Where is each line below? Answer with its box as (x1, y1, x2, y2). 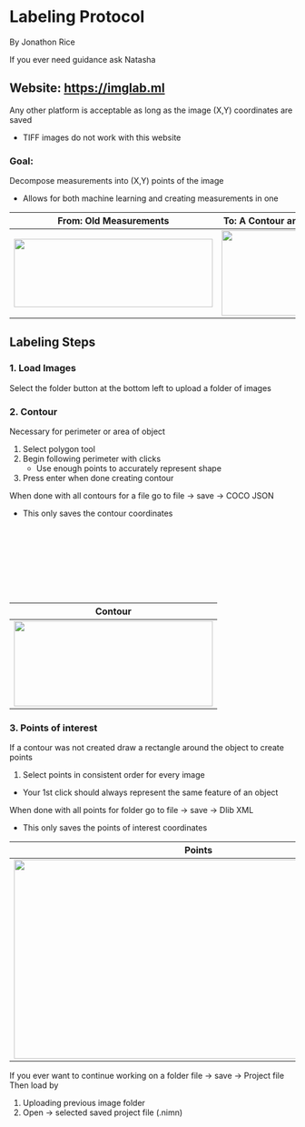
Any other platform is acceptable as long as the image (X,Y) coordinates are (9, 105, 293, 116)
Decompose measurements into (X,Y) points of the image (9, 176, 224, 186)
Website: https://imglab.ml (9, 80, 165, 96)
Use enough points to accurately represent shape (35, 463, 222, 474)
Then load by (9, 1080, 59, 1091)
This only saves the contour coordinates (22, 508, 173, 519)
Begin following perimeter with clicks (22, 453, 162, 465)
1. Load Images (9, 362, 77, 375)
